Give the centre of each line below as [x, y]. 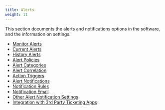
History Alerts [26, 54]
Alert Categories [29, 65]
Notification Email [30, 91]
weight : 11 [16, 14]
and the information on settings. [38, 34]
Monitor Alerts [27, 43]
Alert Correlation [29, 70]
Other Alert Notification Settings [45, 97]
